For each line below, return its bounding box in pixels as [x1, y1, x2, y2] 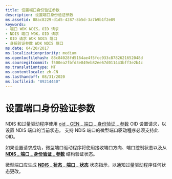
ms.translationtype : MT [5, 65, 56, 70]
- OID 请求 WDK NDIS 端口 [5, 36, 58, 42]
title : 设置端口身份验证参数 [5, 7, 60, 13]
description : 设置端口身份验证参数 [5, 12, 73, 17]
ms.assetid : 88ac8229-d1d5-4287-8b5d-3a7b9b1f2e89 [5, 17, 116, 22]
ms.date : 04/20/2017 [5, 46, 50, 51]
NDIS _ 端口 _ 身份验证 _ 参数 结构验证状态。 [5, 151, 98, 157]
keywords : [5, 22, 27, 27]
